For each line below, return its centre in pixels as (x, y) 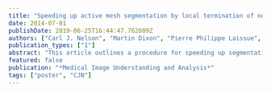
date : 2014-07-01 (38, 23)
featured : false (35, 61)
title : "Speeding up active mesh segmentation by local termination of (131, 16)
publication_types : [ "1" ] (52, 46)
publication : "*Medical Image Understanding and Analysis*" (112, 68)
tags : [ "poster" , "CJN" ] (50, 75)
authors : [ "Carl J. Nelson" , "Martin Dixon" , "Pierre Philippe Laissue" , (135, 38)
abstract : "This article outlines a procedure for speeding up (117, 53)
